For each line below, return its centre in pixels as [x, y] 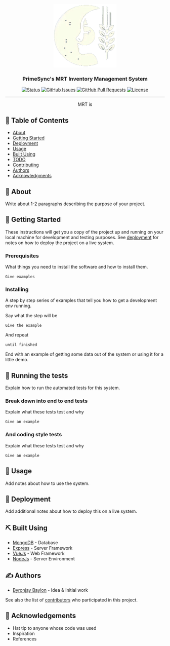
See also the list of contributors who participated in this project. [72, 600]
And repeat [17, 335]
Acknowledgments [32, 176]
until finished [21, 345]
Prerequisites [22, 256]
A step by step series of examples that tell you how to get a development [81, 300]
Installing [17, 289]
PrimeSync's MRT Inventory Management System [85, 79]
